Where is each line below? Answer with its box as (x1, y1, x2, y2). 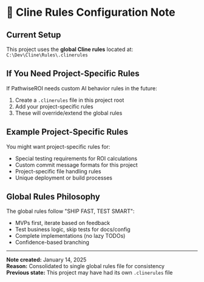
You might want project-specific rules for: (6, 143, 110, 150)
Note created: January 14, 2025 (6, 256, 87, 263)
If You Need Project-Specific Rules (6, 69, 140, 79)
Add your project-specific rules (15, 102, 93, 110)
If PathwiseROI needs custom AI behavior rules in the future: (6, 84, 157, 92)
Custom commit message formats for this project (15, 161, 138, 169)
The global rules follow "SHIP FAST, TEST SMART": (6, 207, 135, 215)
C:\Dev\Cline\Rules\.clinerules (6, 52, 88, 58)
